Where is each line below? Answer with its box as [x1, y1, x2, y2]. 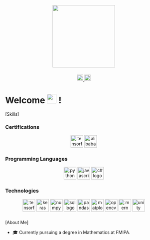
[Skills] [5, 111, 19, 117]
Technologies [5, 187, 39, 194]
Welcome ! [5, 95, 62, 106]
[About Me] [5, 219, 29, 225]
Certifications [5, 123, 40, 130]
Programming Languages [5, 156, 68, 163]
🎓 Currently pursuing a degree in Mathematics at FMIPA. [12, 229, 131, 235]
